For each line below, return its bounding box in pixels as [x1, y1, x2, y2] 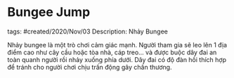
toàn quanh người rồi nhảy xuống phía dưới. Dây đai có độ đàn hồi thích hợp [7, 55, 227, 63]
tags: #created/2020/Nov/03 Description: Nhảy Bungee [7, 27, 169, 36]
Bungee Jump [7, 4, 91, 20]
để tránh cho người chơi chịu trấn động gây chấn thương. [7, 63, 172, 71]
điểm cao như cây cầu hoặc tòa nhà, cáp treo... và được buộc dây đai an [7, 48, 217, 56]
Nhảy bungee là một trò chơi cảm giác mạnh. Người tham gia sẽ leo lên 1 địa [7, 40, 227, 49]
